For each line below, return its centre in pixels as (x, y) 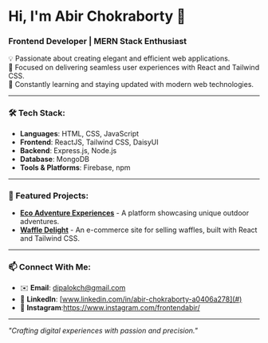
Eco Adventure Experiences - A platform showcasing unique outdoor (134, 213)
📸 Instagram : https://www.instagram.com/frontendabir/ (110, 308)
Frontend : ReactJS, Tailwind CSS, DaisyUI (89, 142)
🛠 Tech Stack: (37, 113)
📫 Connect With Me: (50, 267)
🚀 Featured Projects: (49, 195)
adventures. (39, 222)
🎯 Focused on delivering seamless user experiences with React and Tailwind (134, 68)
